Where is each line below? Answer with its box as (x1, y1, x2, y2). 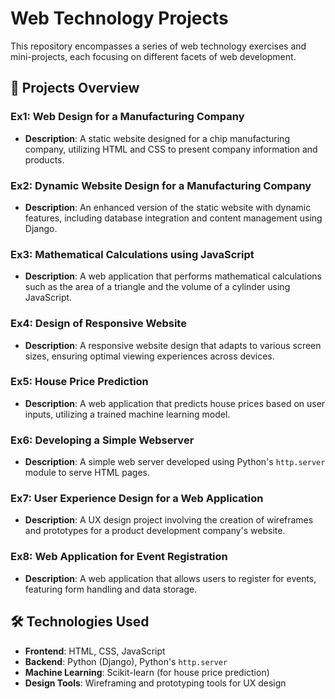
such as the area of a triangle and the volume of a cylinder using (24, 281, 291, 293)
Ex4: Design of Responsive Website (10, 317, 187, 331)
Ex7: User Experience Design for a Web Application (10, 492, 264, 506)
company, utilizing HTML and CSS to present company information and (24, 143, 318, 155)
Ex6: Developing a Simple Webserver (10, 433, 195, 447)
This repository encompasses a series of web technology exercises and (10, 40, 307, 52)
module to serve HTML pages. (24, 467, 150, 479)
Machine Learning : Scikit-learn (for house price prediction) (24, 666, 270, 678)
